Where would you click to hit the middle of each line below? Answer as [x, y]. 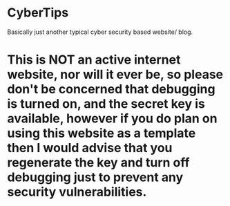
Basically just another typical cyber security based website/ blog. [100, 32]
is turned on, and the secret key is [106, 104]
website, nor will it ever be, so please [115, 75]
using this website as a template [102, 133]
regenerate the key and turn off [98, 163]
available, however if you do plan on [112, 119]
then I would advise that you [90, 148]
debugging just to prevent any [95, 177]
